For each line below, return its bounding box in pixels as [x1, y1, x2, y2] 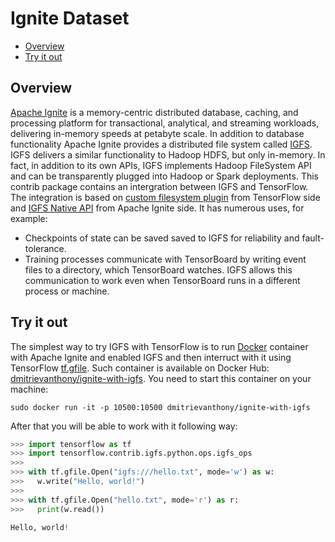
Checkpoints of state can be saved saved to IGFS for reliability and [24, 232, 300, 244]
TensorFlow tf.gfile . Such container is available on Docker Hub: [10, 362, 270, 374]
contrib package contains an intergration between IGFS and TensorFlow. [10, 180, 309, 192]
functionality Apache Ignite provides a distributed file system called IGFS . [10, 138, 313, 150]
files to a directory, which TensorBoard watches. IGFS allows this [24, 263, 293, 276]
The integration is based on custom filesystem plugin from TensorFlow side [10, 191, 321, 203]
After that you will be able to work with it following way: [10, 420, 238, 432]
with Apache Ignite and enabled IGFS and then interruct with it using [10, 351, 292, 363]
